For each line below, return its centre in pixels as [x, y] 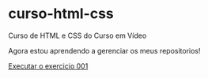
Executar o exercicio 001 [48, 66]
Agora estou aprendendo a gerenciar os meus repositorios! [104, 50]
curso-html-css [61, 14]
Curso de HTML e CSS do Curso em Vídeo [78, 35]
